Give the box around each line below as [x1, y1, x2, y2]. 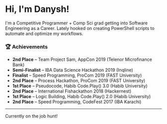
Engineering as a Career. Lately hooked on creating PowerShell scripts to [5, 25, 155, 31]
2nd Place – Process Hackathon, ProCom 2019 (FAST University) [12, 78, 146, 84]
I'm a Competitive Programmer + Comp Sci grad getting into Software [5, 20, 148, 26]
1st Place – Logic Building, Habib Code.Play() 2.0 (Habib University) [12, 94, 151, 100]
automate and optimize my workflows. [5, 30, 83, 36]
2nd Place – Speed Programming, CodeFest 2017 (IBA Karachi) [12, 99, 142, 105]
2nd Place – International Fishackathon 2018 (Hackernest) [12, 88, 132, 94]
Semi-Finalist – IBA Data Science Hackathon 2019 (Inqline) [12, 67, 133, 73]
